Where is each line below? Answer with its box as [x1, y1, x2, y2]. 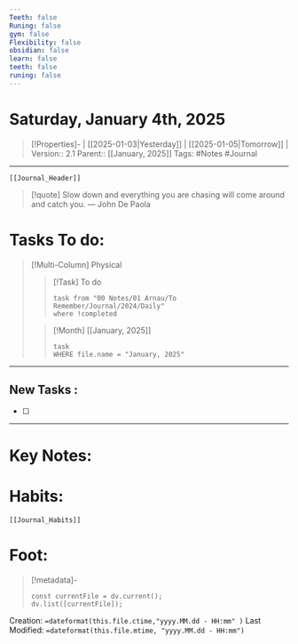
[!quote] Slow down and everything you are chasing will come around [30, 189, 286, 200]
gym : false [9, 29, 50, 38]
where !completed [52, 309, 118, 318]
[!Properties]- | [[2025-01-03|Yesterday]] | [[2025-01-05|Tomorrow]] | [30, 139, 289, 149]
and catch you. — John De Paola [30, 198, 151, 209]
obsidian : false [9, 46, 69, 55]
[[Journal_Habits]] [9, 515, 82, 525]
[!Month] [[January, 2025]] [52, 325, 152, 335]
